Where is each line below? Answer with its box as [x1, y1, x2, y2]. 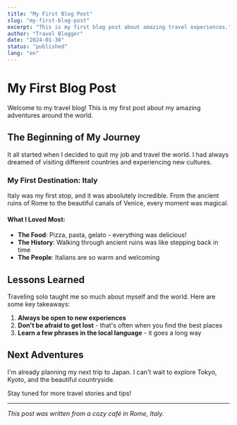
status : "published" [7, 43, 68, 50]
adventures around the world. [7, 111, 94, 119]
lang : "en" [7, 50, 39, 57]
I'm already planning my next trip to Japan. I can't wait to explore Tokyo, [7, 368, 217, 376]
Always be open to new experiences [17, 313, 126, 322]
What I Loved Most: [7, 215, 66, 223]
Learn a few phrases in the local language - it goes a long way [17, 328, 202, 337]
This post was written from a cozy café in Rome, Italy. [7, 409, 164, 417]
